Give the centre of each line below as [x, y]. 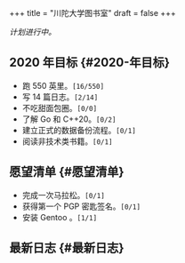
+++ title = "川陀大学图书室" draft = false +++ [92, 13]
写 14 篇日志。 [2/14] [60, 97]
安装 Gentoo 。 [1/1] [60, 217]
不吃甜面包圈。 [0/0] [60, 108]
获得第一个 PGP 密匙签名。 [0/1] [81, 206]
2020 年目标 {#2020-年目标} [90, 63]
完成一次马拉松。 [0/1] [63, 195]
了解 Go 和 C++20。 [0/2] [69, 119]
